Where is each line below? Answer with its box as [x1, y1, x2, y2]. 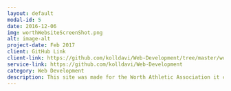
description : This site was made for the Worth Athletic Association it [7, 73, 220, 81]
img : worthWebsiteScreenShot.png [7, 29, 103, 36]
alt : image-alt [7, 36, 51, 42]
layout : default [7, 10, 54, 17]
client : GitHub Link [7, 49, 67, 55]
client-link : [7, 55, 45, 62]
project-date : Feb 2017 [7, 42, 76, 49]
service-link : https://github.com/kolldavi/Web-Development [7, 61, 184, 68]
